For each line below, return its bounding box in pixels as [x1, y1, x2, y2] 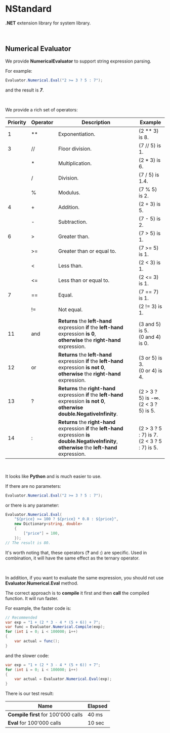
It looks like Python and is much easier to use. [5, 473, 102, 479]
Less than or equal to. [58, 277, 110, 284]
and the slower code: [5, 652, 50, 659]
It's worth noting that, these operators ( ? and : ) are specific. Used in [5, 549, 147, 555]
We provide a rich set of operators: [5, 106, 78, 112]
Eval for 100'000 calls [8, 719, 62, 726]
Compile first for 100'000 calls [8, 711, 83, 718]
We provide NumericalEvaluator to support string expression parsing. [5, 58, 152, 64]
